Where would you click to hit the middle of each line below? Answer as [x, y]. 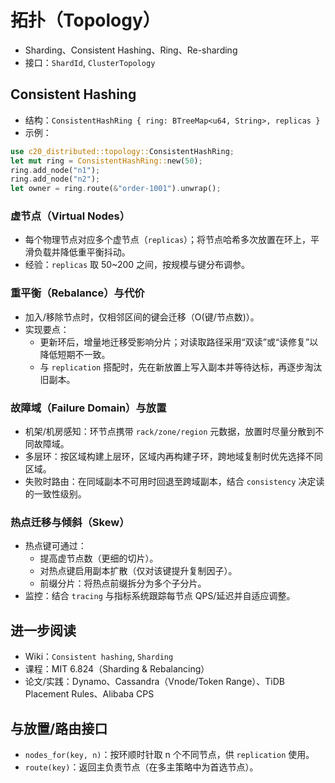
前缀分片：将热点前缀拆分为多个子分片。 [123, 583]
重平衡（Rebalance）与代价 [77, 293]
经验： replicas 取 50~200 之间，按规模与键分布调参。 [137, 265]
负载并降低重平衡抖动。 [82, 252]
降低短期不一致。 [75, 354]
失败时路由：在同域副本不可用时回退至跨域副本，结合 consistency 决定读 [174, 482]
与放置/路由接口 [59, 728]
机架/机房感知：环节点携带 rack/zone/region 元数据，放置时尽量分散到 [170, 432]
